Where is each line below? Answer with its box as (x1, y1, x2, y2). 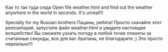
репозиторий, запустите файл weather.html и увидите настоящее (5, 25, 146, 31)
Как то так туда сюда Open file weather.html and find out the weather (5, 5, 153, 10)
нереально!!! (5, 41, 33, 47)
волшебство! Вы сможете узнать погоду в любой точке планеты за (5, 30, 152, 36)
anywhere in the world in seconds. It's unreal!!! (5, 10, 103, 16)
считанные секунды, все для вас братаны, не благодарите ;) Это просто (5, 35, 163, 41)
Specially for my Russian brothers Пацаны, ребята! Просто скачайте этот (5, 20, 162, 25)
